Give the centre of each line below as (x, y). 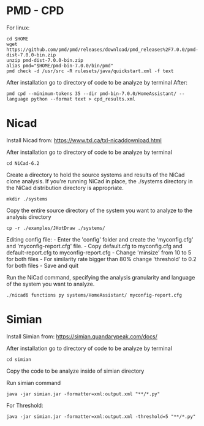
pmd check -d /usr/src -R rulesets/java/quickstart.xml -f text (90, 71)
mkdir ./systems (27, 199)
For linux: (18, 28)
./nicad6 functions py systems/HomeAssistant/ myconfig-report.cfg (94, 295)
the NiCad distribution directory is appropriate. (65, 188)
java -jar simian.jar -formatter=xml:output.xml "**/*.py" (83, 394)
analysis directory (29, 217)
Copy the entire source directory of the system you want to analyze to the (100, 210)
